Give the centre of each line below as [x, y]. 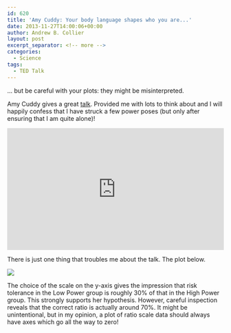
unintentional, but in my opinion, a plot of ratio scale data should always [109, 314]
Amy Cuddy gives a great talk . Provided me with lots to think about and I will [115, 104]
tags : [15, 65]
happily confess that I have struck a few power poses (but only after [103, 111]
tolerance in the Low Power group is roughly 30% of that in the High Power [113, 293]
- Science [27, 58]
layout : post [26, 39]
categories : [24, 52]
